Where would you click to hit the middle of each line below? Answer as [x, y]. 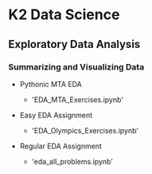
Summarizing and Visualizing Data [76, 67]
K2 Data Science [64, 15]
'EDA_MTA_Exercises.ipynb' [78, 99]
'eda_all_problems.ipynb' [72, 161]
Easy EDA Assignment [56, 115]
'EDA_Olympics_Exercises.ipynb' [85, 130]
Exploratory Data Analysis [74, 44]
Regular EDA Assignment [60, 146]
